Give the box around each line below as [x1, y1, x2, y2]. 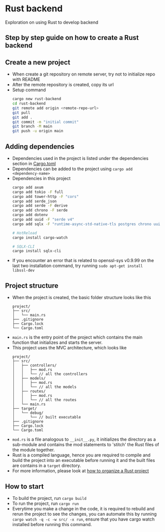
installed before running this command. [12, 521, 92, 527]
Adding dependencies [5, 142, 75, 151]
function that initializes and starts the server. [12, 340, 103, 345]
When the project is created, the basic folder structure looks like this [12, 295, 151, 301]
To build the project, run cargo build [12, 495, 87, 501]
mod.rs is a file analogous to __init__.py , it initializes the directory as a [12, 436, 156, 442]
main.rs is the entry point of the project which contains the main [12, 334, 143, 341]
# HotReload [12, 230, 37, 235]
